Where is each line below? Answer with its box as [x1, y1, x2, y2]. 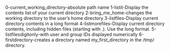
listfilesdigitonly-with [5, 32, 49, 37]
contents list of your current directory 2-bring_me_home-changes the [5, 10, 153, 16]
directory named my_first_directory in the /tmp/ [55, 37, 155, 43]
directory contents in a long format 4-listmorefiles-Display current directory [5, 20, 165, 26]
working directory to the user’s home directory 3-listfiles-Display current [5, 15, 159, 21]
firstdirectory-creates [5, 37, 51, 43]
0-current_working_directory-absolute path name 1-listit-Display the [5, 5, 148, 10]
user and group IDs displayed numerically [50, 32, 138, 37]
